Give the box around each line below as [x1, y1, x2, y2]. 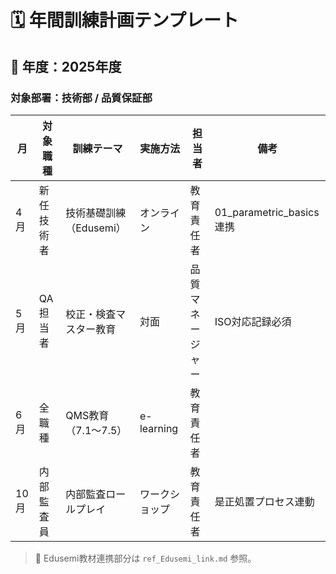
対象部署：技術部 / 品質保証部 [10, 91, 153, 105]
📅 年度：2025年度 [10, 58, 122, 75]
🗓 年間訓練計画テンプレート [10, 9, 239, 32]
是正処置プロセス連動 [214, 494, 315, 508]
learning [139, 421, 179, 435]
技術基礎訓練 [65, 206, 127, 220]
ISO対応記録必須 [214, 314, 292, 328]
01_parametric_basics [214, 205, 320, 219]
